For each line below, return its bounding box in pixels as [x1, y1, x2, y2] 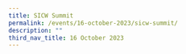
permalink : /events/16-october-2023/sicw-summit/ [8, 19, 179, 27]
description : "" [8, 26, 63, 34]
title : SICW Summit [8, 11, 74, 20]
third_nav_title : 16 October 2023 [8, 33, 125, 42]
